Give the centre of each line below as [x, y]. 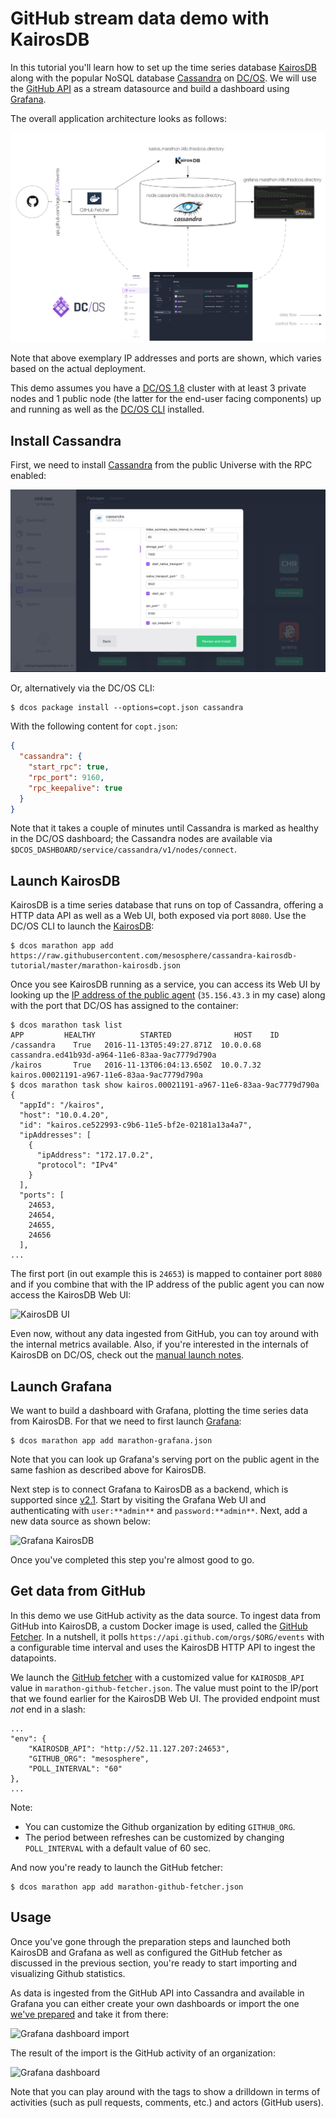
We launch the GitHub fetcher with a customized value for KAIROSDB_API [157, 1677]
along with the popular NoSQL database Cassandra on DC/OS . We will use [163, 78]
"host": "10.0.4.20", [64, 1115]
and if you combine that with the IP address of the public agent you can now [167, 1284]
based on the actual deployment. [78, 369]
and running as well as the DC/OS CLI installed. [107, 409]
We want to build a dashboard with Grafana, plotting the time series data [159, 1411]
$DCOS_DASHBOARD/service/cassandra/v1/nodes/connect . [123, 849]
